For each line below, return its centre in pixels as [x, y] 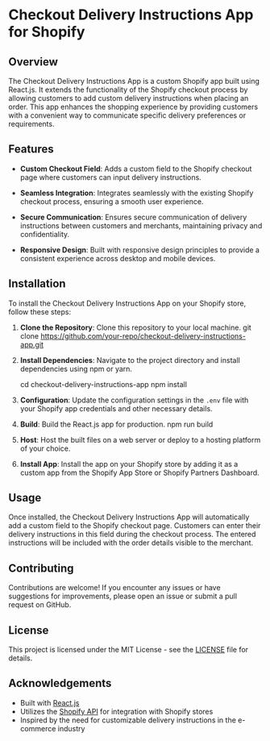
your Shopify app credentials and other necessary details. [116, 408]
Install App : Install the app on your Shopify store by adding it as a [129, 464]
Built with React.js [50, 702]
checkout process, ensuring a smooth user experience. [112, 201]
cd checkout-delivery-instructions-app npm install [104, 384]
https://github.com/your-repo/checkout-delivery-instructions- [143, 335]
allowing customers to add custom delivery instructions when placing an [129, 98]
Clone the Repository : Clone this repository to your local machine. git [135, 327]
